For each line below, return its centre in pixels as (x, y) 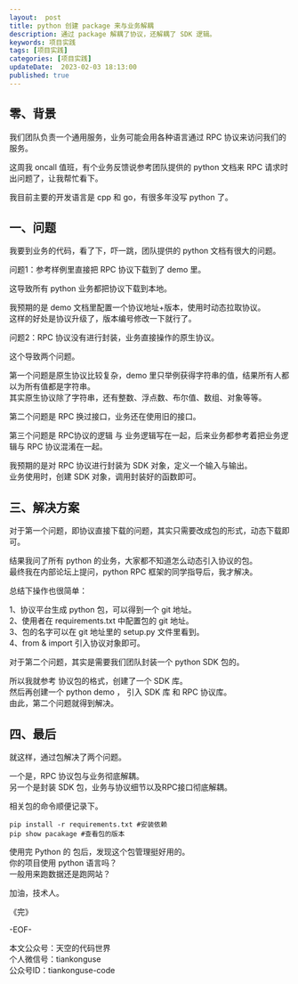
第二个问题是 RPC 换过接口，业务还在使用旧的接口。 (105, 417)
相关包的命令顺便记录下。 (56, 806)
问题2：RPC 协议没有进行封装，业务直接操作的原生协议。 (114, 337)
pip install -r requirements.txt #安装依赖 (88, 825)
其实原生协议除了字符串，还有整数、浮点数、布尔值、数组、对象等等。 (138, 398)
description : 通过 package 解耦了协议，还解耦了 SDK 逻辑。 (113, 34)
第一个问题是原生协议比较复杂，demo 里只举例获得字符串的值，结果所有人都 (149, 376)
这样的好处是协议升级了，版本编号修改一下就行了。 (103, 319)
